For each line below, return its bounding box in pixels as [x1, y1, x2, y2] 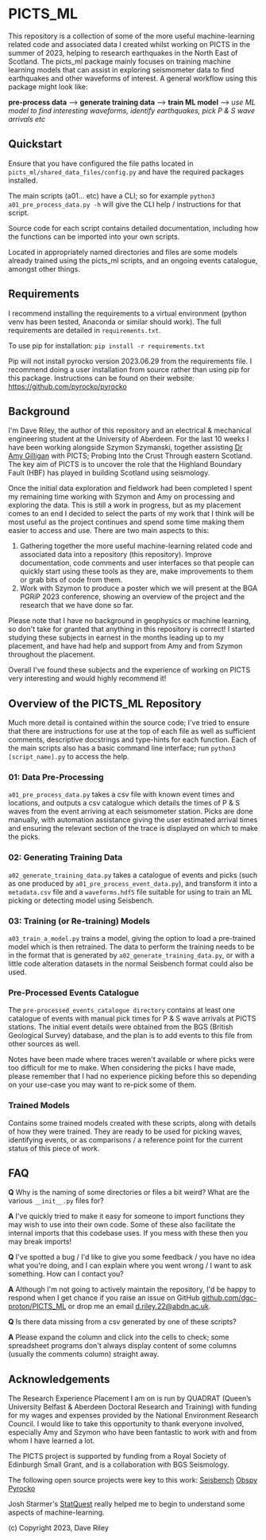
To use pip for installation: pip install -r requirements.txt [8, 340, 205, 351]
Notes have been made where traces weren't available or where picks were [8, 1055, 256, 1064]
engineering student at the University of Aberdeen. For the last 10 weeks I [8, 434, 249, 444]
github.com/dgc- [201, 1293, 257, 1303]
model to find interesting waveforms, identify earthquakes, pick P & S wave [8, 105, 256, 116]
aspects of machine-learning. [8, 1507, 105, 1518]
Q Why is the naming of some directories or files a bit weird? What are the [8, 1188, 250, 1197]
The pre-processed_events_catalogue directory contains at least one [8, 1005, 236, 1015]
